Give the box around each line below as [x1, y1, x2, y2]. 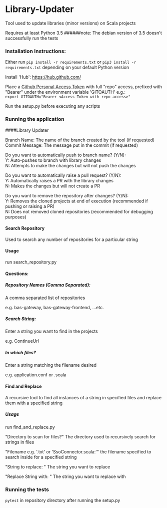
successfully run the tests [5, 35, 58, 41]
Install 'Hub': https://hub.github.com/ [5, 74, 81, 80]
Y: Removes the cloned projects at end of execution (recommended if [5, 198, 148, 204]
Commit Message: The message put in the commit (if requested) [5, 142, 138, 148]
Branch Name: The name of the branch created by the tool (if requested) [5, 137, 155, 143]
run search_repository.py [5, 259, 57, 265]
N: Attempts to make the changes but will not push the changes [5, 162, 136, 168]
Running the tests [5, 486, 49, 493]
